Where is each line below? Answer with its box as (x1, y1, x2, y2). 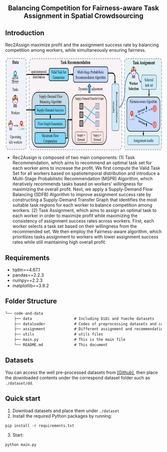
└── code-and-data (5, 311, 43, 316)
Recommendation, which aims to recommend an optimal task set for (12, 160, 152, 166)
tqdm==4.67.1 (12, 267, 40, 273)
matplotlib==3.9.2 (12, 283, 49, 289)
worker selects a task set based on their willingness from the (12, 224, 137, 229)
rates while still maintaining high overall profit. (12, 239, 107, 245)
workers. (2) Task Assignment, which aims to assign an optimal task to (12, 208, 157, 214)
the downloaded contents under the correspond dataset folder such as (5, 374, 151, 380)
